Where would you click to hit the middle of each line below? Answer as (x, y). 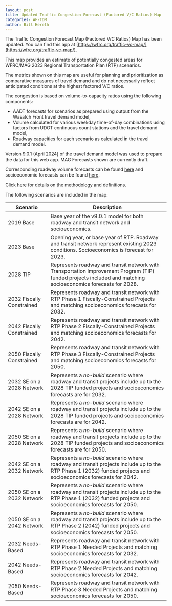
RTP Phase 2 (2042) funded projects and (100, 526)
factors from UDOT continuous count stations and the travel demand (85, 128)
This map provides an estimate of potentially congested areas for (74, 60)
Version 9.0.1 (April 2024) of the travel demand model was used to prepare (84, 154)
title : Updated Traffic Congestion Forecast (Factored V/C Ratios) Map (83, 15)
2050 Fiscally (24, 354)
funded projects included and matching (98, 278)
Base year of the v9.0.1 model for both (97, 216)
